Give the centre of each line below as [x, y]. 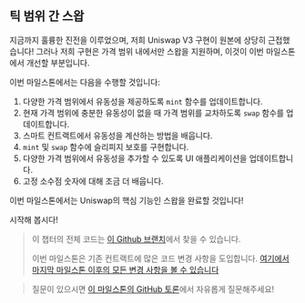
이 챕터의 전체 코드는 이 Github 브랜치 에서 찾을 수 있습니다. [136, 238]
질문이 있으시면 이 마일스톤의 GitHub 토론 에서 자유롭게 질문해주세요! [153, 288]
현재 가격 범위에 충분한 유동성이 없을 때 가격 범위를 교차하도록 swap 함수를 [153, 113]
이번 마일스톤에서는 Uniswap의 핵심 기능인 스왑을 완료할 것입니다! [127, 200]
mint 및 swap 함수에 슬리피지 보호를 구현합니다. [106, 146]
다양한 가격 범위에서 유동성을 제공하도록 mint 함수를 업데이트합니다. [142, 101]
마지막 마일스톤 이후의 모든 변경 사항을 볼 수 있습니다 [125, 269]
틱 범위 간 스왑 [47, 16]
